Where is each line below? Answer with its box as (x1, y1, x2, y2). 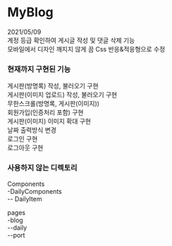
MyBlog (7, 4, 54, 20)
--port (7, 230, 25, 239)
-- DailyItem (7, 194, 42, 203)
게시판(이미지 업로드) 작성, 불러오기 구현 (7, 90, 118, 99)
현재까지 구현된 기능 (7, 64, 71, 74)
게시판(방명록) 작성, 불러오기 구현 (7, 82, 99, 90)
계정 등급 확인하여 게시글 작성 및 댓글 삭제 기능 (7, 36, 135, 45)
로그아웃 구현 (7, 143, 44, 152)
